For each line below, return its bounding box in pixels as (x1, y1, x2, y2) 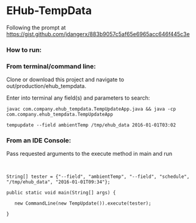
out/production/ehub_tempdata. (6, 82, 87, 90)
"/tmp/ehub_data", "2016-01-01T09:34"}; (6, 179, 111, 185)
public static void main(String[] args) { (6, 190, 116, 196)
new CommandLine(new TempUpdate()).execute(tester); (14, 200, 151, 207)
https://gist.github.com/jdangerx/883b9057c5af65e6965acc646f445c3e (6, 30, 191, 37)
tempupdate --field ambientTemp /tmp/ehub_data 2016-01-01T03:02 (6, 122, 176, 128)
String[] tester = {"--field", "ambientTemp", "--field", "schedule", (6, 174, 190, 180)
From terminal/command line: (6, 62, 96, 70)
